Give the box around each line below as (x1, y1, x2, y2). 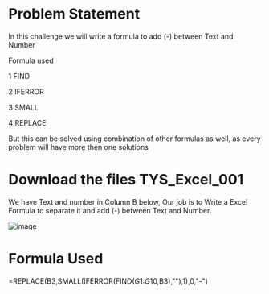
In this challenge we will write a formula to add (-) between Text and (8, 31, 234, 41)
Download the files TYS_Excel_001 (8, 171, 244, 189)
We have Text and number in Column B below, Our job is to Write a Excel (8, 197, 248, 206)
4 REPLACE (8, 118, 47, 127)
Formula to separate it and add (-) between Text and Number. (8, 205, 212, 215)
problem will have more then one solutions (8, 142, 149, 151)
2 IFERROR (8, 86, 44, 97)
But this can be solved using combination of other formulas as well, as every (8, 134, 261, 143)
